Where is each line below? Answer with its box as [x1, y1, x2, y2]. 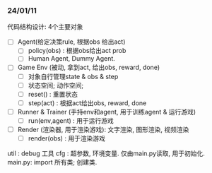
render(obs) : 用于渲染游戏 [28, 133, 106, 143]
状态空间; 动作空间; [28, 80, 83, 90]
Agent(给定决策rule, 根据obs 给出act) [17, 37, 126, 46]
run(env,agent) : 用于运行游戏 [28, 116, 114, 125]
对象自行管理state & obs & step [28, 72, 119, 80]
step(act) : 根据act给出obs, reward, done [28, 98, 147, 107]
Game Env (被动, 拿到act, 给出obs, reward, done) [17, 63, 160, 72]
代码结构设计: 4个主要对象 [7, 23, 83, 31]
